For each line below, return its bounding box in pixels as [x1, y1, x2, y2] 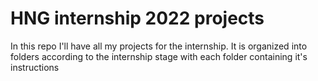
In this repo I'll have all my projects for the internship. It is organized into [10, 40, 308, 52]
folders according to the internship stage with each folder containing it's [10, 50, 308, 62]
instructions [10, 61, 60, 73]
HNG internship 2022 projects [10, 7, 265, 30]
